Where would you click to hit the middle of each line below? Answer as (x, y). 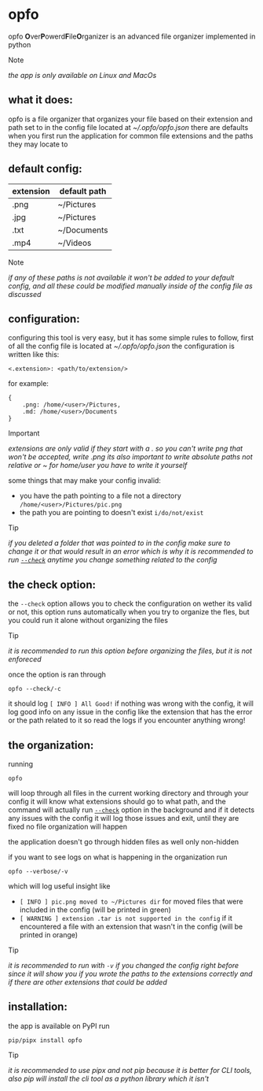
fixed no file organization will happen (68, 826)
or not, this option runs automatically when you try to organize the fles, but (129, 612)
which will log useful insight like (59, 886)
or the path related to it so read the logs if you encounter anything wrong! (127, 720)
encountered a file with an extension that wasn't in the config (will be (131, 926)
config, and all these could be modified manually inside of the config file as (130, 286)
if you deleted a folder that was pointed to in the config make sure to (119, 543)
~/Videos (75, 243)
